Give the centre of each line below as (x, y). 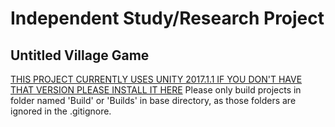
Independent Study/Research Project (167, 18)
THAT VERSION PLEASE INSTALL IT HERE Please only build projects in (156, 90)
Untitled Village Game (80, 55)
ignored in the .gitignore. (61, 111)
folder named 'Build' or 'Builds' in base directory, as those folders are (153, 100)
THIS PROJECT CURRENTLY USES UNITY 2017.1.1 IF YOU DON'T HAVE (156, 79)
